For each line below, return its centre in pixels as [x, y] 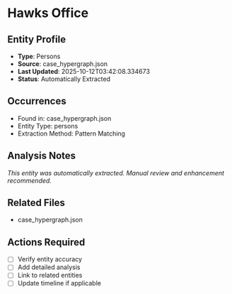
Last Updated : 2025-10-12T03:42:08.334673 [84, 71]
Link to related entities [50, 276]
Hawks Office [48, 13]
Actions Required [46, 242]
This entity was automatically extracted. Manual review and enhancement [116, 173]
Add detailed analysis [49, 267]
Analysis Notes [42, 156]
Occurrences [37, 101]
